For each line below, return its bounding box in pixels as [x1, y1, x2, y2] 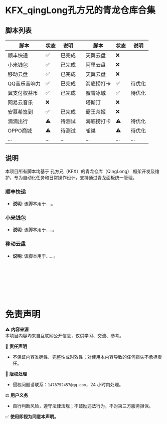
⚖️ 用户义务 [5, 392, 29, 398]
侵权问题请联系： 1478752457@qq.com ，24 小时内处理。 [12, 381, 124, 387]
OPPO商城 [8, 127, 32, 134]
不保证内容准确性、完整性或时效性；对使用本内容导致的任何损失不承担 [12, 354, 158, 360]
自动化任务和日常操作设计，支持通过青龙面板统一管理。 [22, 174, 137, 181]
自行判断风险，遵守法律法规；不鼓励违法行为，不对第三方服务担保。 [12, 402, 153, 409]
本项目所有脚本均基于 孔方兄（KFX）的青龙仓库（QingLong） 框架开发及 [5, 168, 155, 174]
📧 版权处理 [5, 371, 28, 377]
